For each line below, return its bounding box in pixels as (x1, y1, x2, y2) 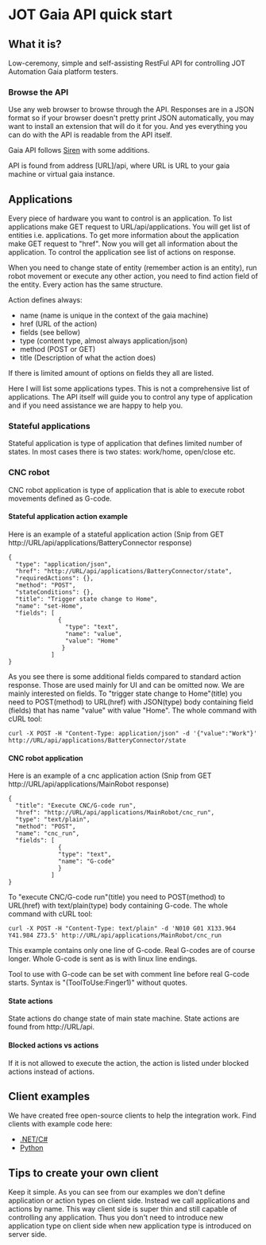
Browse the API (8, 86, 69, 97)
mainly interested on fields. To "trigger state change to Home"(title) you (8, 689, 242, 698)
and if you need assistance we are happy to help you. (8, 400, 183, 411)
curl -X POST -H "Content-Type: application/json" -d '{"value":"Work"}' (8, 729, 258, 737)
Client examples (8, 1089, 90, 1103)
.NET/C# (19, 1134, 48, 1144)
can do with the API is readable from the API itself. (8, 130, 172, 140)
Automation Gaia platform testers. (8, 67, 119, 76)
